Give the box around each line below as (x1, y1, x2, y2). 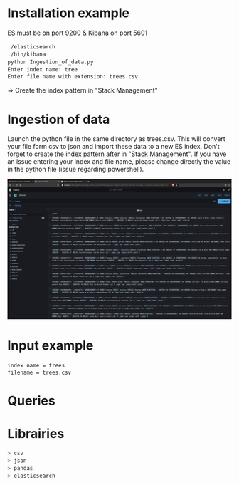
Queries (7, 393, 55, 409)
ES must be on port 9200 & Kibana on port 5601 (7, 28, 148, 37)
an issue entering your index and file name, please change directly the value (7, 157, 231, 166)
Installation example (7, 5, 130, 21)
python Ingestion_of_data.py (7, 58, 94, 66)
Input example (7, 338, 94, 354)
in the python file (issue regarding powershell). (7, 165, 144, 174)
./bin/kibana (7, 51, 46, 58)
